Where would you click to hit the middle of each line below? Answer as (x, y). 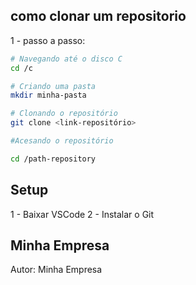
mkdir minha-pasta (48, 95)
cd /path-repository (53, 159)
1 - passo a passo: (48, 40)
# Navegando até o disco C (66, 59)
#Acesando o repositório (62, 141)
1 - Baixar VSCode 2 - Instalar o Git (82, 214)
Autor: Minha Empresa (56, 270)
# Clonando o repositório (64, 114)
